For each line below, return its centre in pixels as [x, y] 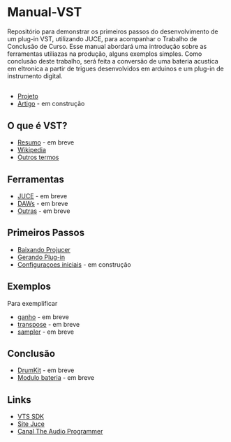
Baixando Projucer [44, 249]
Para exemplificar [32, 303]
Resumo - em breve [46, 142]
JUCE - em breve [42, 196]
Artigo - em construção [51, 104]
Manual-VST [45, 12]
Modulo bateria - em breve [56, 378]
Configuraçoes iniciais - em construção [74, 264]
